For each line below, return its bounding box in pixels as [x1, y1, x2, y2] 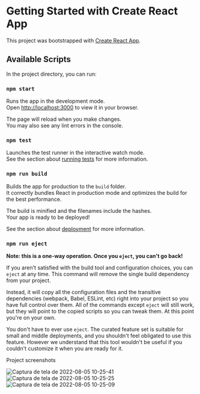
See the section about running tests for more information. [6, 155, 148, 163]
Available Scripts [6, 54, 71, 64]
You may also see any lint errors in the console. [6, 122, 123, 129]
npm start [6, 85, 35, 92]
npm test [6, 137, 32, 144]
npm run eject [6, 240, 47, 247]
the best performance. [6, 195, 62, 203]
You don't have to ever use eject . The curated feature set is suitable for [6, 325, 184, 333]
